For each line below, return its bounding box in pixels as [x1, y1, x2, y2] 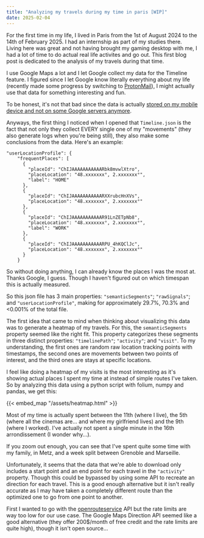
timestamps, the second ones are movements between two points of [6, 349, 178, 357]
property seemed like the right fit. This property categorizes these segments [6, 330, 199, 338]
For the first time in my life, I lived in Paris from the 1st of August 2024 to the [6, 31, 197, 38]
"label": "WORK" [28, 225, 69, 231]
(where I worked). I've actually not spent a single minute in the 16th [6, 424, 175, 431]
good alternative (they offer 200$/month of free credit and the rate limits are [6, 518, 198, 525]
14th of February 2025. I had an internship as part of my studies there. [6, 38, 183, 45]
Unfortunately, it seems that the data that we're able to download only [6, 460, 181, 468]
